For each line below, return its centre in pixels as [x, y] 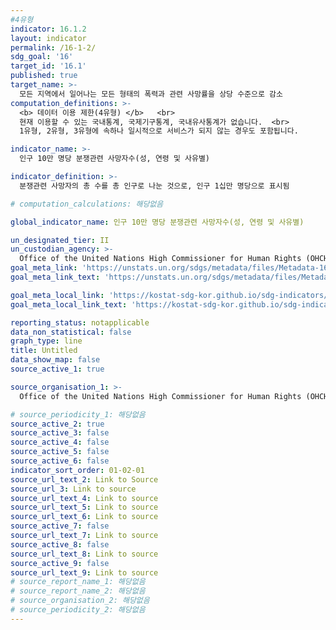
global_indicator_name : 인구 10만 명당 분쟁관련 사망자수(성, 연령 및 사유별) [157, 222]
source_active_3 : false [60, 433]
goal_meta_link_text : [55, 277]
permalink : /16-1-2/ [53, 47]
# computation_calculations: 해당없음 [87, 204]
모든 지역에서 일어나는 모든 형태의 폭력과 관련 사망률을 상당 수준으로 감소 [151, 94]
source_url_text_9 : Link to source [84, 572]
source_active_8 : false [60, 544]
